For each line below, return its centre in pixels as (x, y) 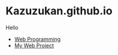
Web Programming (37, 39)
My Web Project (34, 45)
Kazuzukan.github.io (59, 11)
